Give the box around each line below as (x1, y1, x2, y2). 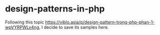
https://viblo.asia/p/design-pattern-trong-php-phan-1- (45, 19, 155, 25)
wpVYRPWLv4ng (5, 24, 39, 30)
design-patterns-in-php (5, 3, 105, 14)
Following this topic (5, 19, 45, 25)
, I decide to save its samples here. (39, 24, 109, 30)
